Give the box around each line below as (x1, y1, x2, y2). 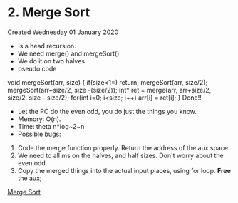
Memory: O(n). (17, 115, 61, 123)
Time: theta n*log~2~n (17, 122, 85, 130)
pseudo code (17, 64, 57, 73)
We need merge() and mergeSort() (17, 49, 120, 58)
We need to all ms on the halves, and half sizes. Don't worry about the (17, 151, 224, 160)
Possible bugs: (17, 130, 62, 138)
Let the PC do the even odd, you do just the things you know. (17, 107, 197, 115)
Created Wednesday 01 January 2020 (7, 28, 119, 36)
